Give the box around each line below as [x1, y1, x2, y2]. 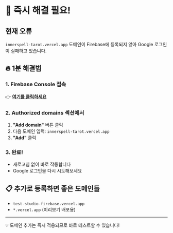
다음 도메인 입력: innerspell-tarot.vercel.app [12, 128, 110, 134]
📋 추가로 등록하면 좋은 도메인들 [5, 184, 100, 193]
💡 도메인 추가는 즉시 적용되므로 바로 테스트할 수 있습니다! [5, 222, 120, 228]
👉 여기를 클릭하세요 [5, 93, 47, 100]
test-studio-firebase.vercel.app [12, 201, 85, 207]
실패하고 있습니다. [10, 48, 47, 54]
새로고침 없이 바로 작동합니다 [12, 161, 71, 167]
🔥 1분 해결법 [5, 64, 42, 73]
